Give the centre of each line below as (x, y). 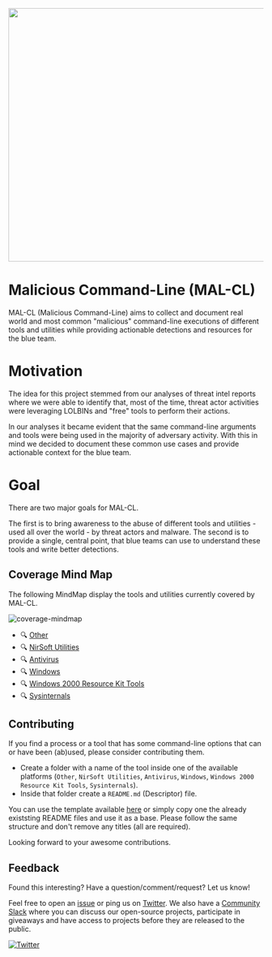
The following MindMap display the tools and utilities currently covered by (132, 594)
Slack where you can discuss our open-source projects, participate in (125, 912)
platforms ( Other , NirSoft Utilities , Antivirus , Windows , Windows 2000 (137, 777)
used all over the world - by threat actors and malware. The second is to (129, 532)
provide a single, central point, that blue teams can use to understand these (134, 540)
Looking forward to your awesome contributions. (90, 843)
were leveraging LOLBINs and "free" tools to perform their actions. (119, 410)
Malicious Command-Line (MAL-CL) (132, 290)
